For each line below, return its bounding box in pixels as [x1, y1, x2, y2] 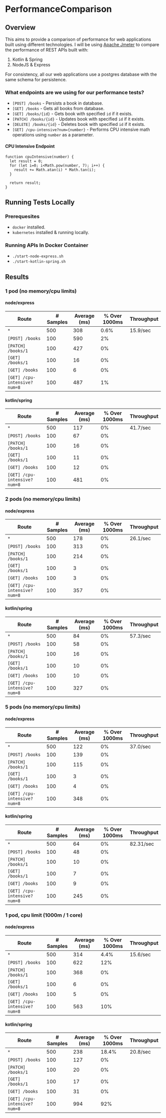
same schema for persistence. [5, 77, 67, 82]
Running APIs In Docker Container [5, 242, 89, 249]
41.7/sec [129, 424, 151, 431]
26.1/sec [129, 535, 151, 542]
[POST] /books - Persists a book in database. [12, 100, 103, 106]
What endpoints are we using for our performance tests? [5, 89, 144, 96]
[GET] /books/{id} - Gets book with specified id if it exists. [12, 111, 133, 117]
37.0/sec [129, 743, 151, 750]
